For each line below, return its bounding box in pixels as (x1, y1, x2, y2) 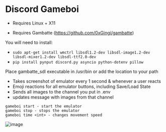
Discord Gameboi (5, 3, 79, 15)
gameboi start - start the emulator (5, 103, 82, 108)
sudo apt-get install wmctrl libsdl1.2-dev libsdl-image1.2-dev (12, 50, 150, 55)
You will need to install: (5, 39, 53, 45)
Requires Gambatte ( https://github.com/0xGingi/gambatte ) (12, 29, 134, 35)
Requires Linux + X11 (12, 20, 56, 26)
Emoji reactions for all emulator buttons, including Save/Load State (12, 83, 151, 89)
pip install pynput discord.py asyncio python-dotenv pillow (12, 59, 144, 64)
